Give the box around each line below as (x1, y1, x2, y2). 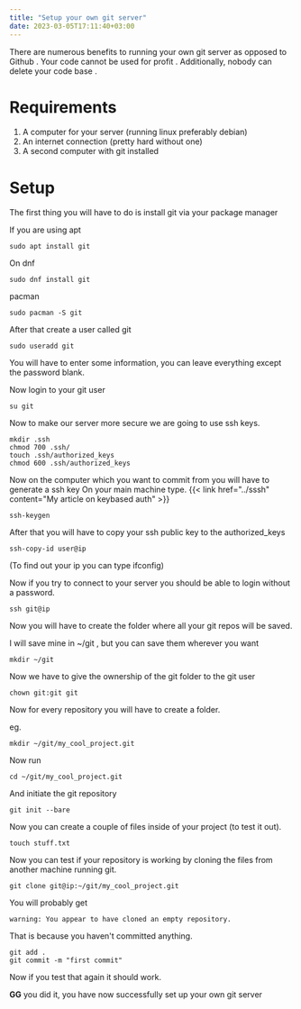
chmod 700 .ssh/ (9, 443, 70, 452)
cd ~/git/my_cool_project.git (9, 772, 123, 782)
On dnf (9, 258, 35, 268)
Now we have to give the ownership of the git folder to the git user (9, 671, 256, 682)
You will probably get (9, 897, 88, 908)
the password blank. (9, 367, 86, 378)
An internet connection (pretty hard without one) (22, 136, 203, 147)
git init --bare (9, 805, 70, 815)
